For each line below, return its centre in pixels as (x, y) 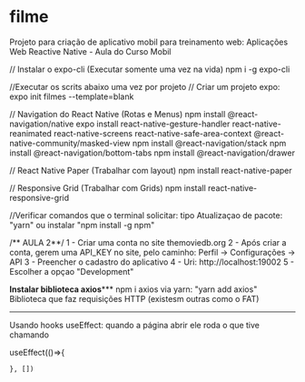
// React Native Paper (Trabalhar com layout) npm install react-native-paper (151, 170)
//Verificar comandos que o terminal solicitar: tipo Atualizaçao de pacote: (146, 215)
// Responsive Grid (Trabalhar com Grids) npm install (108, 187)
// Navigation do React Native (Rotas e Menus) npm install (118, 114)
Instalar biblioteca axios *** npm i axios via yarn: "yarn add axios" (133, 289)
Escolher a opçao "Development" (72, 271)
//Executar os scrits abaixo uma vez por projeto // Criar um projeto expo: (145, 86)
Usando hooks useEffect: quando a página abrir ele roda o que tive (135, 325)
